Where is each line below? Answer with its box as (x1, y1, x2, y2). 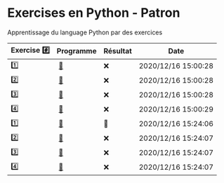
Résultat (103, 46, 132, 56)
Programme (56, 46, 97, 56)
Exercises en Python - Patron (7, 5, 180, 21)
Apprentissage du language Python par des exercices (7, 28, 163, 36)
